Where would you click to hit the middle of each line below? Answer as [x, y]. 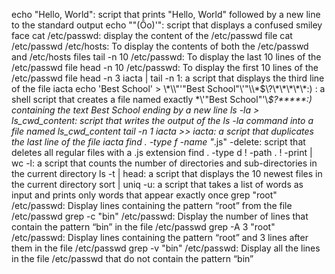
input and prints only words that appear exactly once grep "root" [144, 195]
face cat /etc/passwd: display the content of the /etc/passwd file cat [152, 35]
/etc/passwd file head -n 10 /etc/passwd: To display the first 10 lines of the [165, 67]
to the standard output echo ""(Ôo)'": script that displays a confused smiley [167, 25]
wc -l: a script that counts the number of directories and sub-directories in [164, 163]
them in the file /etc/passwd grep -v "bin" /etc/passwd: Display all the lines [166, 248]
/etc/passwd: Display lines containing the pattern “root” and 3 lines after [160, 237]
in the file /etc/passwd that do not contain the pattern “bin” [132, 258]
